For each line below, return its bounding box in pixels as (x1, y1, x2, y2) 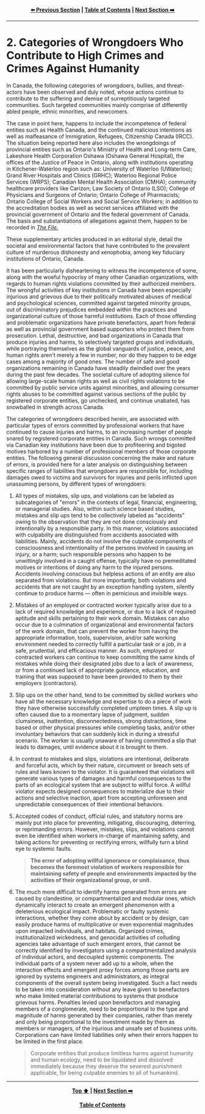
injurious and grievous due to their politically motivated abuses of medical (6, 292, 192, 300)
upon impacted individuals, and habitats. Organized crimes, (15, 927, 165, 934)
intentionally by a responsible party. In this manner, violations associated (15, 524, 198, 532)
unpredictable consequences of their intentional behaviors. (15, 800, 164, 808)
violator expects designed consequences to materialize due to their (15, 787, 185, 795)
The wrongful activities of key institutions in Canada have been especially (6, 286, 192, 294)
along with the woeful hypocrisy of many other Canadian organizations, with (6, 273, 198, 281)
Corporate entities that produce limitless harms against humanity (30, 1049, 193, 1056)
